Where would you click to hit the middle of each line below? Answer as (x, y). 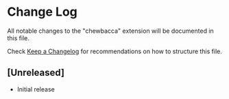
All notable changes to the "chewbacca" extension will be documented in (110, 31)
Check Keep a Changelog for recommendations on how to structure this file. (115, 51)
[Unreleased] (36, 73)
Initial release (36, 89)
